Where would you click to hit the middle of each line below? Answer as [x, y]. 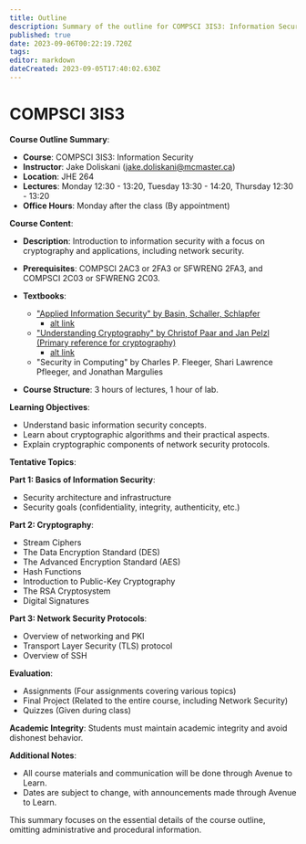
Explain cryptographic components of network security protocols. [146, 444]
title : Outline [38, 18]
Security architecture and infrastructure [97, 497]
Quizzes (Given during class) [77, 710]
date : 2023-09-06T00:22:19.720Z [71, 43]
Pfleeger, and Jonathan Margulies [100, 372]
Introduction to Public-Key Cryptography [99, 581]
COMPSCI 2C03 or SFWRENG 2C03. [92, 278]
